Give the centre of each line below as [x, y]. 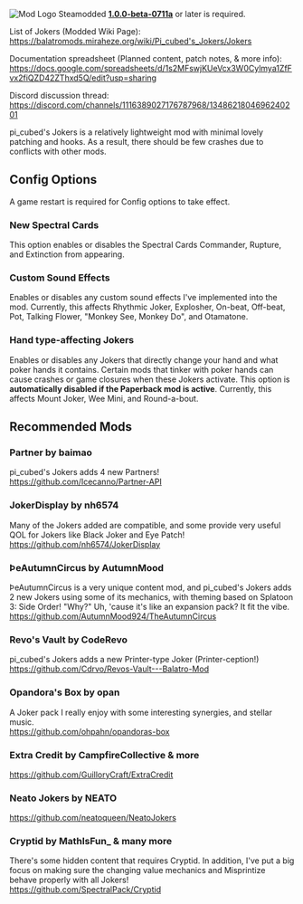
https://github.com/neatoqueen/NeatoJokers [93, 818]
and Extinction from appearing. [67, 254]
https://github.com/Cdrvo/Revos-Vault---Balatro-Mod [109, 669]
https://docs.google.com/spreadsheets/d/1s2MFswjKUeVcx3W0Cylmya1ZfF [151, 68]
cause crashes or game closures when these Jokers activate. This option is [150, 379]
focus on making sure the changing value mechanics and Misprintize [137, 871]
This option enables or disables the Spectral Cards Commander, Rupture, [146, 245]
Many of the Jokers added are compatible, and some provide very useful [145, 525]
